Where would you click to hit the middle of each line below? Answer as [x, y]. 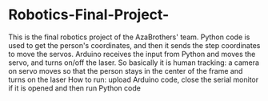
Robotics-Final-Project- [89, 15]
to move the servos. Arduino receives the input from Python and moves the [132, 54]
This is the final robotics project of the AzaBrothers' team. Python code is [129, 37]
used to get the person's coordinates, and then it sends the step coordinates [134, 45]
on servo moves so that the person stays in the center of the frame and [126, 71]
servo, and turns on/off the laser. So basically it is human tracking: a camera [134, 63]
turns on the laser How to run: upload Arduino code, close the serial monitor [134, 79]
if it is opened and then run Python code [75, 88]
